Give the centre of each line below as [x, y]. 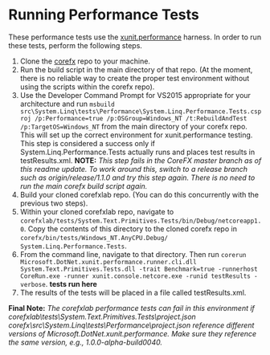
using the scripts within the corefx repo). [87, 87]
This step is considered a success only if [87, 143]
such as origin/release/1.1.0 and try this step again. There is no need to [137, 177]
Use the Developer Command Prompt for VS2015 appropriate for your [135, 95]
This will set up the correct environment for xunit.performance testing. [136, 135]
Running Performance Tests [104, 15]
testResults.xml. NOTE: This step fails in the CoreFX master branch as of [141, 160]
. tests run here [72, 284]
